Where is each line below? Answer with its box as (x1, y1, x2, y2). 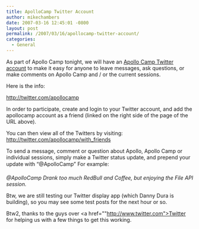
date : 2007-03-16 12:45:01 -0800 (6, 20, 89, 26)
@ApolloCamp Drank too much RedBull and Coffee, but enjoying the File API (6, 174, 194, 181)
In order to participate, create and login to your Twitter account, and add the (6, 105, 192, 112)
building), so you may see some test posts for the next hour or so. (6, 198, 168, 205)
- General (11, 42, 36, 48)
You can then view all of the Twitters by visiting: (6, 129, 123, 137)
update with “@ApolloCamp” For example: (6, 160, 109, 167)
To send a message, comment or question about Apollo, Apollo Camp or (6, 147, 183, 155)
